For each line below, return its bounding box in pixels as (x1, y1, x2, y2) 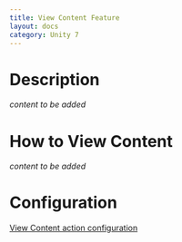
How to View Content (9, 131, 173, 151)
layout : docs (9, 22, 59, 31)
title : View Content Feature (9, 13, 120, 23)
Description (9, 69, 100, 90)
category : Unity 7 (9, 30, 79, 39)
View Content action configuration (9, 223, 138, 234)
